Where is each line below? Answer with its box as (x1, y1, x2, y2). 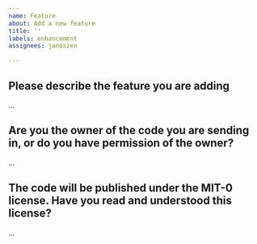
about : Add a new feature (8, 19, 95, 27)
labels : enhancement (8, 34, 78, 43)
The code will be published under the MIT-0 (8, 181, 233, 195)
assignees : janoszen (8, 42, 78, 50)
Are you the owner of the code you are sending (8, 124, 250, 137)
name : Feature (8, 11, 57, 20)
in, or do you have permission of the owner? (8, 137, 234, 150)
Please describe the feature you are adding (8, 78, 230, 93)
